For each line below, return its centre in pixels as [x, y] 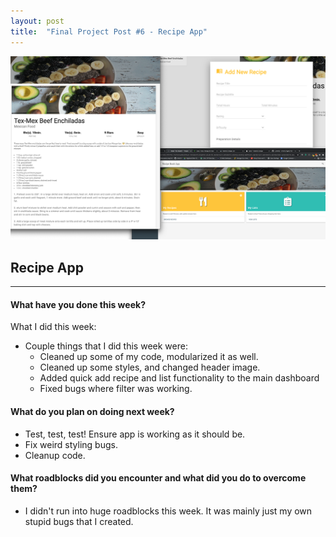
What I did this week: [53, 327]
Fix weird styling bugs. [71, 444]
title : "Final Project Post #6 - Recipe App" [109, 31]
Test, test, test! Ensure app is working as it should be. [135, 434]
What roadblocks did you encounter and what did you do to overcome [158, 478]
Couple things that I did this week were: [106, 346]
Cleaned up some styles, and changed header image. [150, 367]
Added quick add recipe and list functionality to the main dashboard [179, 378]
